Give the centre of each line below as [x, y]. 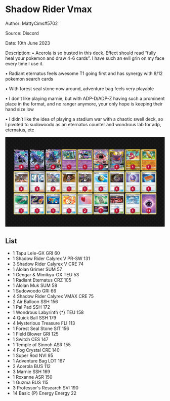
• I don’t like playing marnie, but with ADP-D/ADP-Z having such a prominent [85, 98]
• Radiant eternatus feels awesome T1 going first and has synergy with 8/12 [84, 73]
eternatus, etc [20, 130]
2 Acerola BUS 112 [32, 367]
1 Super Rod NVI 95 [33, 355]
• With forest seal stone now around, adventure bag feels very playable [80, 88]
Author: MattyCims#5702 [32, 23]
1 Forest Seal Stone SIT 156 [41, 329]
